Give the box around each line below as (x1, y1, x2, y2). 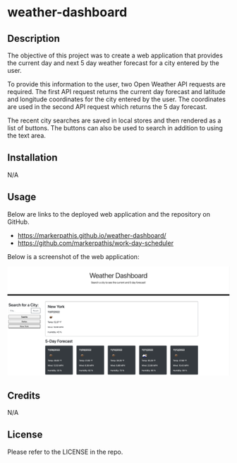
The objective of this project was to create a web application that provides (7, 51, 224, 59)
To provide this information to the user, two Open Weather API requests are (7, 80, 226, 88)
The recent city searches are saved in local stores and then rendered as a (7, 116, 221, 125)
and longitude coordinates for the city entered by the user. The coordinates (7, 95, 226, 103)
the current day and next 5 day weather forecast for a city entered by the (7, 59, 220, 67)
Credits (7, 389, 41, 401)
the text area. (7, 132, 46, 139)
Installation (7, 152, 58, 164)
